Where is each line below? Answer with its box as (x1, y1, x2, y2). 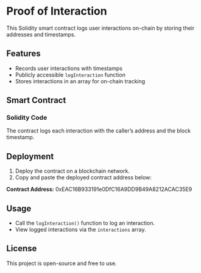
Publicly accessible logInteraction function (15, 71, 126, 78)
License (6, 243, 37, 254)
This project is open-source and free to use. (6, 260, 117, 267)
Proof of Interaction (6, 4, 108, 18)
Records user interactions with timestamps (15, 64, 123, 72)
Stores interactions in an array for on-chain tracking (15, 77, 146, 85)
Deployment (6, 151, 54, 162)
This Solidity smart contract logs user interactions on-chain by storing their (6, 24, 195, 32)
